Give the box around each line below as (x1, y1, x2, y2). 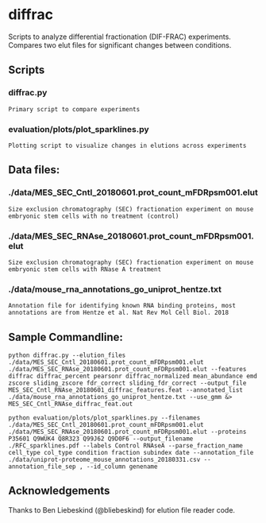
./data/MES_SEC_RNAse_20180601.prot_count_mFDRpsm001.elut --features (8, 366, 247, 374)
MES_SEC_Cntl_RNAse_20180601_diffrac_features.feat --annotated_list (8, 386, 244, 394)
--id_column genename (86, 463, 158, 471)
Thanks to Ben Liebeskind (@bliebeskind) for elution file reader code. (8, 505, 236, 514)
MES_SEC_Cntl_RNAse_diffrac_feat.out (8, 400, 133, 409)
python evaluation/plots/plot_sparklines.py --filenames (8, 414, 201, 422)
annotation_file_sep (8, 463, 77, 471)
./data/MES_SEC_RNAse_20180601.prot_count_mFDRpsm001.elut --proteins (8, 428, 247, 436)
